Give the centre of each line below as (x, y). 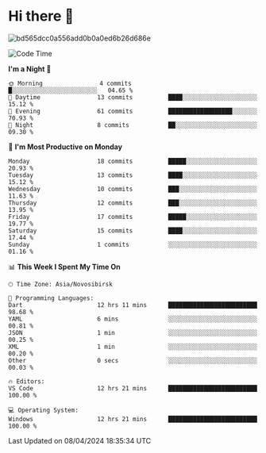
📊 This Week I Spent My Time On (64, 267)
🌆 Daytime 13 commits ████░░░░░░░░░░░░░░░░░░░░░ (133, 97)
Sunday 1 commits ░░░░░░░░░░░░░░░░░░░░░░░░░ (133, 244)
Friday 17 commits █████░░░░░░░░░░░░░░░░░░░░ (133, 217)
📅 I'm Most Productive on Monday (66, 147)
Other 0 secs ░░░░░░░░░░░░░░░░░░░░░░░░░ (133, 360)
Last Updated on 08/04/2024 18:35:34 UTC (80, 440)
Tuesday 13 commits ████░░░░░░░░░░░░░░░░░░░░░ (133, 175)
